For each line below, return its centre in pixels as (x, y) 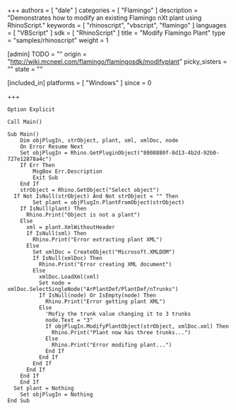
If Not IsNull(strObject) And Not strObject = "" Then (96, 196)
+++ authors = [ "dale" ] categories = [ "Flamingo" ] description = (103, 10)
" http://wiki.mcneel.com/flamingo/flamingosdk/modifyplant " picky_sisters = (117, 62)
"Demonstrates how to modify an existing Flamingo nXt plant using (105, 18)
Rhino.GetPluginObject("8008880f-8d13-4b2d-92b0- (145, 153)
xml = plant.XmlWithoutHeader (70, 227)
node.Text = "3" (69, 320)
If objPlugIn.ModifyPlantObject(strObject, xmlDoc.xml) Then (137, 326)
